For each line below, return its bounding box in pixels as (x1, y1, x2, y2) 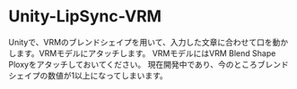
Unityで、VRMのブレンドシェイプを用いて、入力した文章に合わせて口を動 (8, 36, 281, 47)
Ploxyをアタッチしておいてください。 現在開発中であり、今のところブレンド (8, 59, 289, 69)
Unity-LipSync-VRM (8, 6, 162, 27)
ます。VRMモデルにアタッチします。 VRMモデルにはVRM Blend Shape (15, 47, 276, 59)
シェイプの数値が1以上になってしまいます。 (8, 69, 168, 81)
